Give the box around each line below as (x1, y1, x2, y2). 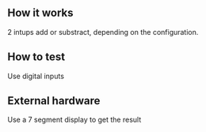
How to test (7, 51, 65, 64)
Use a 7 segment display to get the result (7, 115, 142, 125)
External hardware (7, 94, 101, 107)
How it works (7, 6, 74, 20)
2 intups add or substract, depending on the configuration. (7, 27, 199, 36)
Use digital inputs (7, 71, 65, 81)
